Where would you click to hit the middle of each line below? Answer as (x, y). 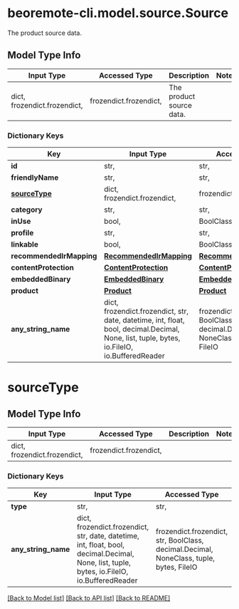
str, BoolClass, (180, 541)
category (27, 210)
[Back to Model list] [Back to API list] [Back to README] (89, 598)
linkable (25, 245)
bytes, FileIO (176, 567)
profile (22, 233)
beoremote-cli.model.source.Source (118, 13)
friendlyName (35, 178)
